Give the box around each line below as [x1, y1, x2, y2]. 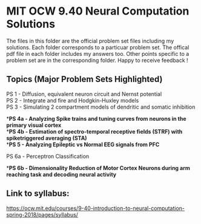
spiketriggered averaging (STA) [6, 134, 87, 141]
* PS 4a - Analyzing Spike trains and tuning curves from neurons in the [6, 115, 186, 122]
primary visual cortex [6, 121, 62, 129]
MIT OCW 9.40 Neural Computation [6, 4, 189, 18]
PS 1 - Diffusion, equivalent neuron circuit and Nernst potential [6, 90, 162, 98]
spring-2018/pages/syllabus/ [6, 211, 79, 218]
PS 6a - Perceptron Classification [6, 152, 90, 160]
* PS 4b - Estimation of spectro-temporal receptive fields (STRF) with [6, 127, 183, 135]
